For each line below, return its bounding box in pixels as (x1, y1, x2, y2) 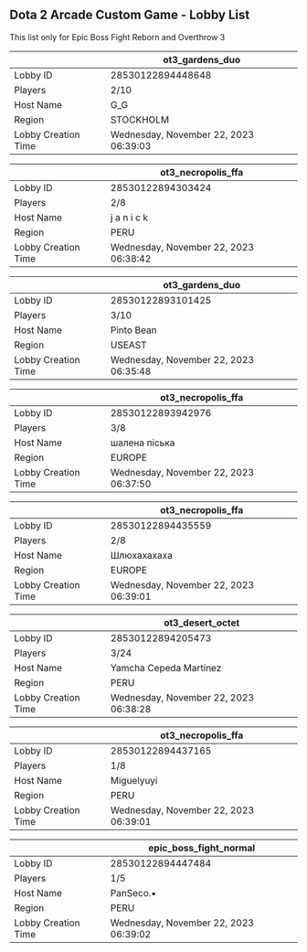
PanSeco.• (110, 886, 157, 899)
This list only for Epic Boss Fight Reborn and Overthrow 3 (9, 31, 226, 42)
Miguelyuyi (110, 774, 158, 786)
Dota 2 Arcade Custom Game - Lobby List (9, 7, 250, 23)
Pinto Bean (110, 324, 157, 337)
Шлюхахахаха (110, 549, 174, 562)
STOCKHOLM (110, 113, 170, 126)
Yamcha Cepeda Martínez (110, 661, 222, 674)
